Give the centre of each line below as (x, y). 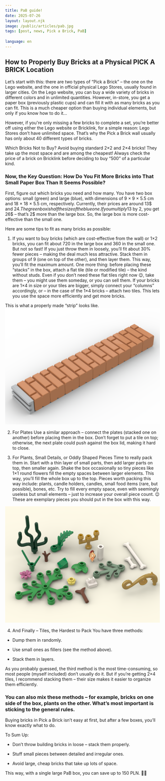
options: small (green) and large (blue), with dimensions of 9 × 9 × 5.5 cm (79, 198)
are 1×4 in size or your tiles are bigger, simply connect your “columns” (83, 285)
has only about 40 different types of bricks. (49, 138)
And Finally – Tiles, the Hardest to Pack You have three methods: (78, 630)
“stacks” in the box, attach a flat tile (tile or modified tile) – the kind (80, 270)
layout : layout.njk (25, 21)
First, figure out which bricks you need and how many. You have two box (79, 193)
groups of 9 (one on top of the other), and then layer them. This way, (82, 259)
